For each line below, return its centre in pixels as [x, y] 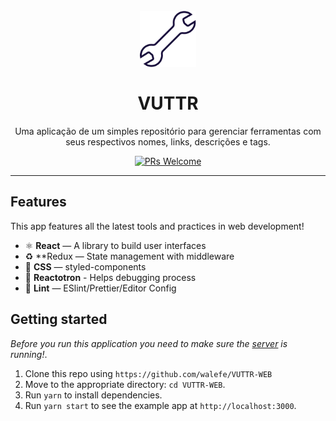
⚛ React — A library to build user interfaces [115, 245]
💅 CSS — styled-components [85, 266]
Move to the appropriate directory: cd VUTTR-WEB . [125, 384]
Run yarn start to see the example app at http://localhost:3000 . [160, 405]
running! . [29, 354]
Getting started [59, 319]
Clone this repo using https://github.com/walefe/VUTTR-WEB [148, 373]
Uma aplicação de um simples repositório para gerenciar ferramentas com [168, 131]
